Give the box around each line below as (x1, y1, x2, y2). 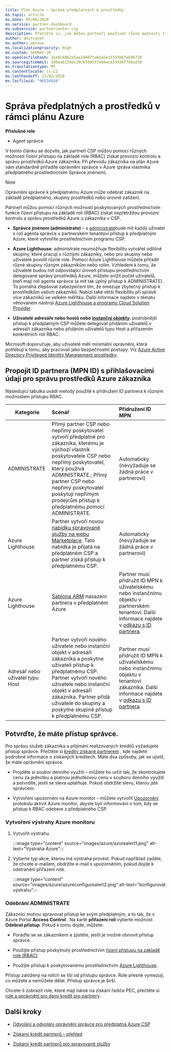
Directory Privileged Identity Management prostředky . (5, 352, 118, 358)
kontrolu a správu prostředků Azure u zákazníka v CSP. (5, 215, 121, 221)
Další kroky (5, 1008, 42, 1016)
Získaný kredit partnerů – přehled (12, 1031, 82, 1037)
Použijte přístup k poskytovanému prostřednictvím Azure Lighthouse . (12, 962, 158, 968)
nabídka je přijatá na (51, 543, 100, 550)
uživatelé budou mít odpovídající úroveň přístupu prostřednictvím (12, 267, 150, 273)
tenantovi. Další (119, 608, 156, 616)
